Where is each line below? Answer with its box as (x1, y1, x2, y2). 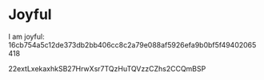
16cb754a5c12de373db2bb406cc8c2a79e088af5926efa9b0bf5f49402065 (8, 40, 257, 49)
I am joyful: (8, 32, 46, 41)
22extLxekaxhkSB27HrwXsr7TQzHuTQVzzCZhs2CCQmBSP (8, 63, 206, 73)
